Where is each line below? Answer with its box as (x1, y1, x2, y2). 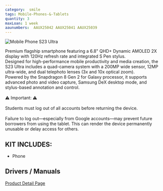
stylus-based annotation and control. (5, 85, 80, 90)
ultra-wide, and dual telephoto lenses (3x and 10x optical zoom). (5, 69, 135, 75)
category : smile (5, 7, 41, 12)
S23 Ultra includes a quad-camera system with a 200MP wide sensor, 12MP (5, 64, 159, 70)
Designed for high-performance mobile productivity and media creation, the (5, 59, 158, 64)
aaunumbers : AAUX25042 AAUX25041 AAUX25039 (5, 25, 97, 30)
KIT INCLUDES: (5, 140, 52, 149)
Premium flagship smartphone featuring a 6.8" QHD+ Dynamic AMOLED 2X (5, 48, 157, 54)
